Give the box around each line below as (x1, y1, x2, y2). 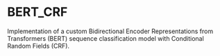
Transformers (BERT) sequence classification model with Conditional (7, 34, 205, 42)
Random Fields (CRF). (7, 41, 70, 50)
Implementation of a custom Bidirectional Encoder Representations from (7, 27, 214, 35)
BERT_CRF (7, 4, 68, 20)
